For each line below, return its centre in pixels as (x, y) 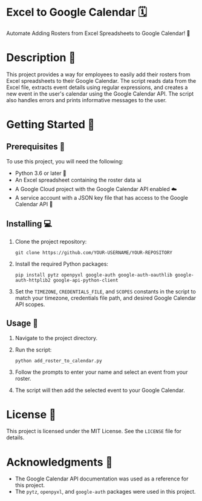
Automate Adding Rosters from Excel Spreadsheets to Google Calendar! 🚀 (98, 33)
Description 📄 (41, 58)
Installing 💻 (29, 224)
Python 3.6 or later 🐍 (41, 173)
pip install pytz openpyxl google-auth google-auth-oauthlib (94, 275)
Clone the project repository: (51, 241)
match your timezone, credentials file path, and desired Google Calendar (106, 298)
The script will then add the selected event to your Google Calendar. (100, 390)
